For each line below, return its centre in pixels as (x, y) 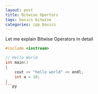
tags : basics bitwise (28, 20)
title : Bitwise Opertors (32, 15)
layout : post (19, 10)
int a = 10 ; (27, 77)
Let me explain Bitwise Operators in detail (49, 39)
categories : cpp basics (31, 24)
